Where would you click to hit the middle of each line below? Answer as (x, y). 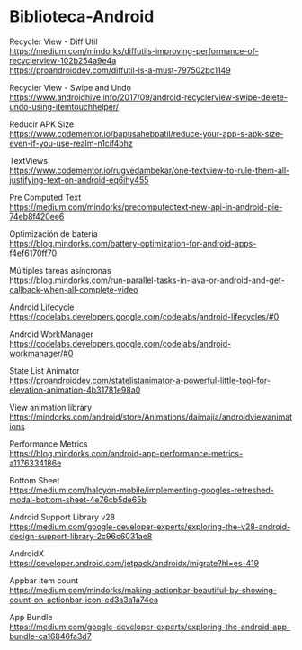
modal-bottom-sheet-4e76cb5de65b (78, 499)
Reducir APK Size (42, 124)
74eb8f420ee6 (37, 216)
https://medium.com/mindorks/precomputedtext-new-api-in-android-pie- (146, 207)
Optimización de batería (53, 234)
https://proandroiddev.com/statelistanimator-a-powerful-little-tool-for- (140, 380)
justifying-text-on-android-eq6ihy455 (79, 180)
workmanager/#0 (41, 353)
